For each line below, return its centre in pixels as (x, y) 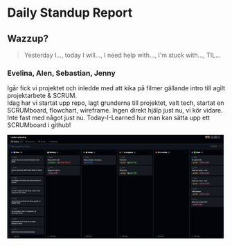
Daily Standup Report (70, 13)
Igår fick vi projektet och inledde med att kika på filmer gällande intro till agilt (116, 88)
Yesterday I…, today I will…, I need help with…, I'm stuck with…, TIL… (123, 55)
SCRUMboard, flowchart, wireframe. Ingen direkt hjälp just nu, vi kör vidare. (115, 110)
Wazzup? (28, 39)
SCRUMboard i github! (39, 125)
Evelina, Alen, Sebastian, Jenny (61, 73)
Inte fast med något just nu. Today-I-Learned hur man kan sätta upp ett (108, 118)
